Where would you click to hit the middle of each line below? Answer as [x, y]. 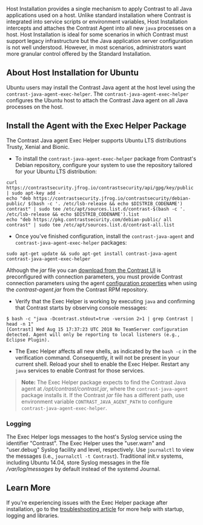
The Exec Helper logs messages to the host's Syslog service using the [94, 437]
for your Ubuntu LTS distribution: [56, 171]
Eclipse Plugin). [28, 340]
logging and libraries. [33, 515]
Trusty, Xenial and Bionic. [38, 147]
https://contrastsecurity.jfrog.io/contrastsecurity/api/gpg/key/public [100, 188]
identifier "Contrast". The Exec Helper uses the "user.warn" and [86, 443]
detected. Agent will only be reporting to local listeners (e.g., [93, 335]
